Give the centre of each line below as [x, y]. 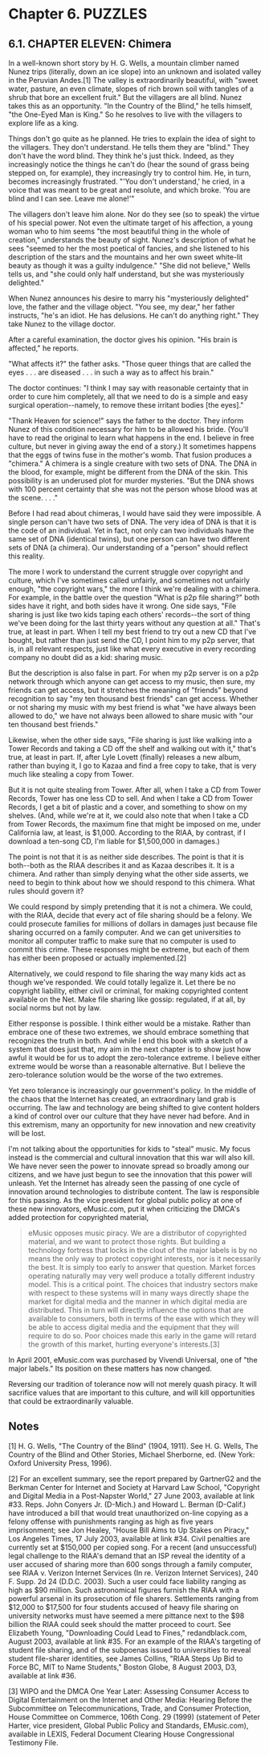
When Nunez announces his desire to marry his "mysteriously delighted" [128, 298]
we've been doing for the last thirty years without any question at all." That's [134, 623]
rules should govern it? [46, 891]
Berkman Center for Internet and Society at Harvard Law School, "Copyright [134, 1487]
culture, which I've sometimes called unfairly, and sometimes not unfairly [129, 580]
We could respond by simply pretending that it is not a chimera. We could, [130, 907]
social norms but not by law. [55, 1008]
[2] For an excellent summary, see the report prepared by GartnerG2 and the [135, 1479]
